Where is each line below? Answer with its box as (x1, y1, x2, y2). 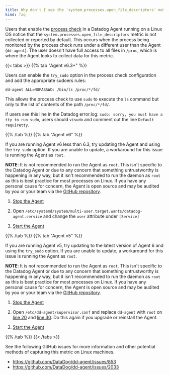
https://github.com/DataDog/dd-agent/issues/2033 (12, 364, 119, 370)
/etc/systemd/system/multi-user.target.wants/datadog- (25, 209, 142, 214)
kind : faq (5, 12, 26, 17)
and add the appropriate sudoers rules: (5, 77, 87, 83)
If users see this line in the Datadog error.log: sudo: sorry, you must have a (5, 111, 163, 117)
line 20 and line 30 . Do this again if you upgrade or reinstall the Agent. (12, 314, 158, 320)
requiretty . (5, 122, 29, 128)
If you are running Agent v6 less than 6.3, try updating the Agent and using (5, 141, 160, 147)
